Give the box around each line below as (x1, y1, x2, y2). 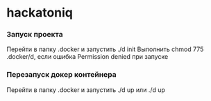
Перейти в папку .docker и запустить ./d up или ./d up (6, 85, 166, 94)
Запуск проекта (6, 30, 63, 39)
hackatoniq (6, 5, 74, 21)
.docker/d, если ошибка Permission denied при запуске (6, 53, 169, 61)
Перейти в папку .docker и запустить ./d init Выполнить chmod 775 (6, 45, 204, 53)
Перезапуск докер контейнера (6, 70, 117, 80)
